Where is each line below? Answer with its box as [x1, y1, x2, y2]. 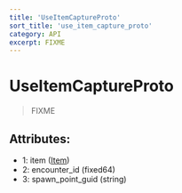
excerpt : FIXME [9, 37, 66, 47]
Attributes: [9, 131, 71, 147]
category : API [9, 29, 62, 38]
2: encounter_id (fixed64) [21, 165, 115, 174]
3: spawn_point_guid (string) [21, 174, 127, 184]
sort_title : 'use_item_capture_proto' [9, 21, 153, 30]
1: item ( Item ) [21, 155, 70, 165]
